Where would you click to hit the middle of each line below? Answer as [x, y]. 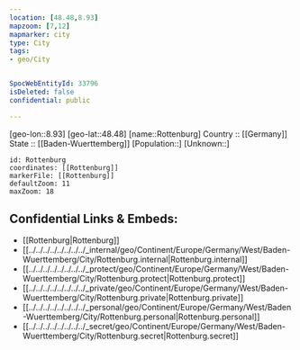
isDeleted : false [42, 92]
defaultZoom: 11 [40, 184]
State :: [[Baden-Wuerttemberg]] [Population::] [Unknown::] [119, 143]
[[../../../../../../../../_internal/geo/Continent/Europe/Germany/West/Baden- [156, 250]
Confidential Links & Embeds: [94, 219]
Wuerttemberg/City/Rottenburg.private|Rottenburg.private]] [133, 298]
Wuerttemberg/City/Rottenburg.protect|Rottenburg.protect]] [134, 279]
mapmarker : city [40, 34]
